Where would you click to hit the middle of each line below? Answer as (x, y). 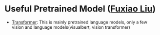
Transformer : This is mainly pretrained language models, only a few (79, 22)
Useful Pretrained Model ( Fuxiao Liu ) (80, 9)
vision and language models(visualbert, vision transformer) (71, 27)
